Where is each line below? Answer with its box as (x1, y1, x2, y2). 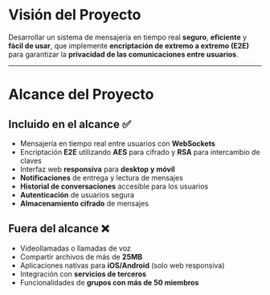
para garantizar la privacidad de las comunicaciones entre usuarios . (8, 49, 239, 59)
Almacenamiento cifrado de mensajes (19, 198, 149, 208)
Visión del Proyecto (8, 6, 141, 24)
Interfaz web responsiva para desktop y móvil (19, 164, 175, 174)
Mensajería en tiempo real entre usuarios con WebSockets (19, 139, 215, 148)
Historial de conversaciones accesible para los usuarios (19, 181, 209, 191)
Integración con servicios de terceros (19, 268, 147, 279)
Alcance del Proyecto (8, 85, 154, 104)
